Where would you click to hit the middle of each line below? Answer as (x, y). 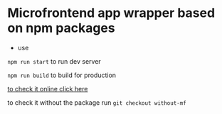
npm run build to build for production (62, 75)
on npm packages (61, 28)
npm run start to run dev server (54, 61)
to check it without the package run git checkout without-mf (97, 102)
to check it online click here (48, 89)
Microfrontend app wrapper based (111, 13)
